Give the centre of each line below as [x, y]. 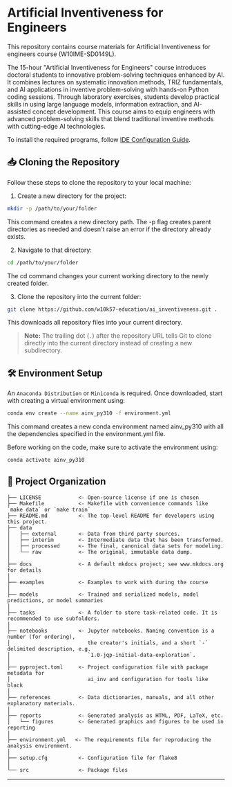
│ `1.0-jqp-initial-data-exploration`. [101, 655]
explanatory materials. [41, 703]
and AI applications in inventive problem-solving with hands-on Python [108, 89]
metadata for [26, 673]
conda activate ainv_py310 [46, 460]
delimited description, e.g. [49, 649]
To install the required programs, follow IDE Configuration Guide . [99, 139]
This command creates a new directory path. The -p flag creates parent [109, 221]
